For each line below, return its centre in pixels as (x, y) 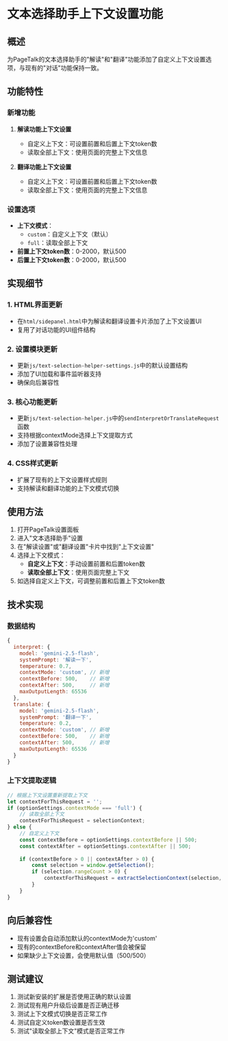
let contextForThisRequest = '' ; (55, 802)
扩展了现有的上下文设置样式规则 (62, 479)
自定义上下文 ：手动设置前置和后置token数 (86, 564)
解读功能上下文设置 (44, 129)
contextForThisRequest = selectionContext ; (83, 821)
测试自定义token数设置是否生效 (61, 1022)
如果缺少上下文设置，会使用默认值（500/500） (83, 955)
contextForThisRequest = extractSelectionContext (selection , (133, 878)
